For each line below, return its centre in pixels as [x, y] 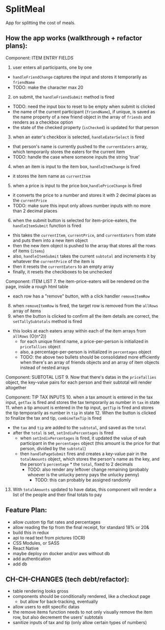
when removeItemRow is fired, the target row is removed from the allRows [85, 305]
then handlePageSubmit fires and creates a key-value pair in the [83, 454]
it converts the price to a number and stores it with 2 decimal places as [84, 195]
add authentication [32, 559]
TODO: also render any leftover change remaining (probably [88, 469]
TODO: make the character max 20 [48, 87]
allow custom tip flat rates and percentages [56, 522]
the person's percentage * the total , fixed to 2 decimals [76, 464]
